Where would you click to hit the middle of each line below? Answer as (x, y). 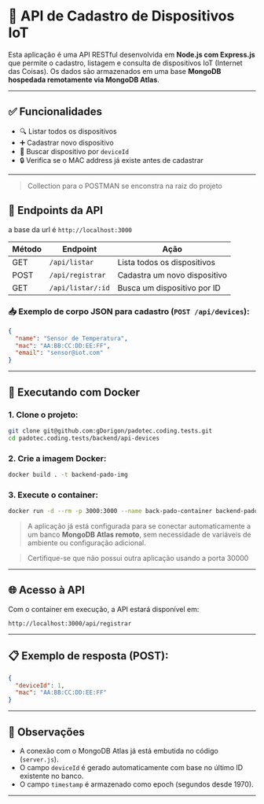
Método (27, 249)
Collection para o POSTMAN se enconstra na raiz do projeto (125, 186)
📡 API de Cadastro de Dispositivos (121, 16)
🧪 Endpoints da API (56, 210)
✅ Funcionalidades (55, 112)
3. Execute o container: (53, 495)
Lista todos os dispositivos (167, 262)
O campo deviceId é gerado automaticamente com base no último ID (131, 767)
